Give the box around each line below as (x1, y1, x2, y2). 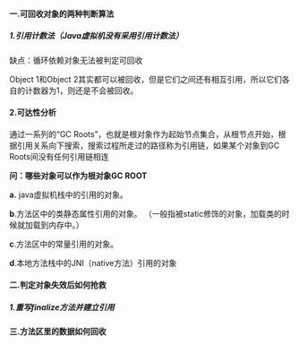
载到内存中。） (32, 220, 84, 230)
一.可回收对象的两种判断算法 (9, 8, 115, 19)
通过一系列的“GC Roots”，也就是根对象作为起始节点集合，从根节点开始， (9, 128, 279, 139)
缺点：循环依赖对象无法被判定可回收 (9, 55, 143, 65)
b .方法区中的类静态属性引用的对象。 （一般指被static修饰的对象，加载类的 (9, 208, 282, 219)
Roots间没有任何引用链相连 (9, 151, 109, 161)
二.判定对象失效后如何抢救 (9, 280, 107, 290)
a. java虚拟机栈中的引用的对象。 (9, 189, 128, 200)
